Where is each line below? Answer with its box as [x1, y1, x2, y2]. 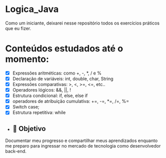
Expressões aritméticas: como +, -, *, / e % [12, 70, 102, 76]
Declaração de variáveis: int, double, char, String [12, 75, 114, 81]
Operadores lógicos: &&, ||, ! [12, 87, 71, 93]
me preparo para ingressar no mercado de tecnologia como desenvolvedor [5, 143, 161, 149]
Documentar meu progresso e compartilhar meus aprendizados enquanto [5, 137, 158, 143]
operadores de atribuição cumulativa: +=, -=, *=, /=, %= [12, 98, 129, 104]
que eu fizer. [5, 25, 32, 31]
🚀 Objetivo [12, 124, 46, 133]
